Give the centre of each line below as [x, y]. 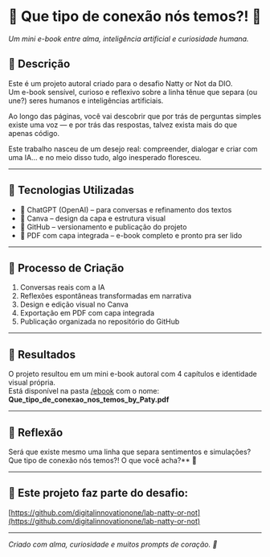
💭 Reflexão [36, 433]
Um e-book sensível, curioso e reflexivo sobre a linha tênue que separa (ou [133, 92]
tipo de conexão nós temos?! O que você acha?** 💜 [110, 460]
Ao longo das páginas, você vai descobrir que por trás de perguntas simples [135, 116]
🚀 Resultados [42, 355]
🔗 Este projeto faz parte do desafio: [98, 493]
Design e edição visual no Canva [74, 304]
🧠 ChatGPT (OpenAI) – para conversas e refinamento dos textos [126, 209]
